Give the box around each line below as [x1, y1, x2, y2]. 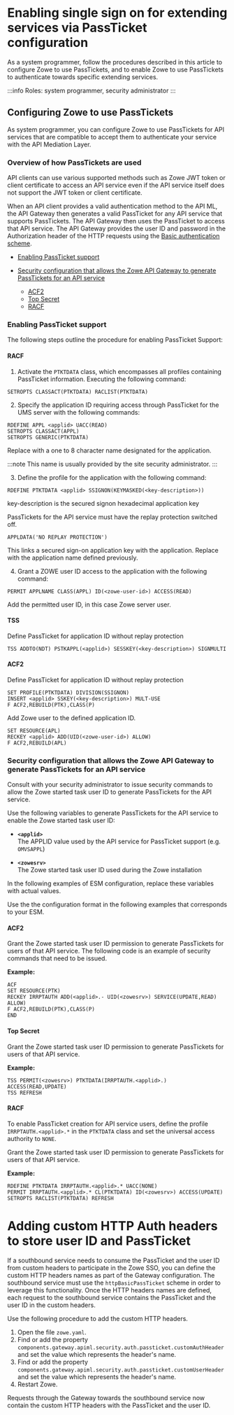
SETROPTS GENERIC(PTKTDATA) [7, 434, 89, 441]
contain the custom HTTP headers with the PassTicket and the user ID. [7, 1401, 211, 1409]
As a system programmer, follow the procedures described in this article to [7, 57, 222, 66]
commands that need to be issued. [7, 954, 107, 962]
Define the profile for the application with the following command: [17, 473, 207, 481]
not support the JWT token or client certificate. [7, 188, 142, 197]
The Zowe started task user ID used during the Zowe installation [17, 866, 203, 874]
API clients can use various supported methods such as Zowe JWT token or [7, 174, 226, 182]
